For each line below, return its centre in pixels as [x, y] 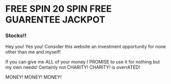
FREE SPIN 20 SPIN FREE [59, 9]
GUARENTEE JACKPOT [55, 20]
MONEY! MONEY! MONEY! [34, 77]
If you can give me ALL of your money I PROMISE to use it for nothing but [83, 62]
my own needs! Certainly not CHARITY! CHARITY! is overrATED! [73, 67]
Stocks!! [16, 36]
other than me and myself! [33, 52]
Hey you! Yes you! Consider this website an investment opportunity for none [86, 47]
